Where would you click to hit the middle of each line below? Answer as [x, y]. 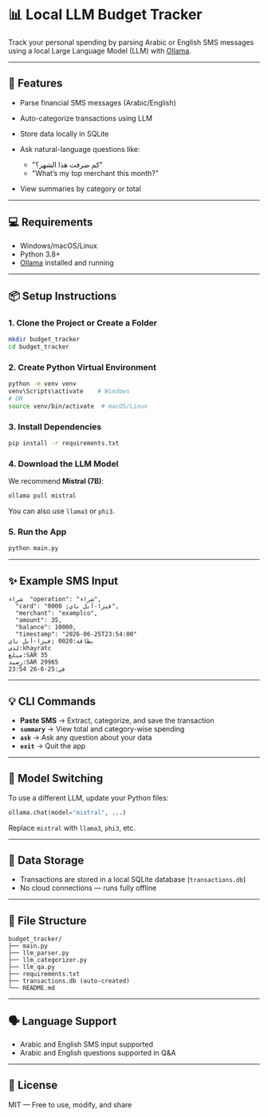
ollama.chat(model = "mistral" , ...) [67, 812]
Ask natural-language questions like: [80, 149]
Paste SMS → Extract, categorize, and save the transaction [117, 720]
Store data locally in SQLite [64, 134]
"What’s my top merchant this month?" [95, 173]
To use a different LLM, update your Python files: [89, 798]
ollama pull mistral [43, 496]
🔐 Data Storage [46, 861]
